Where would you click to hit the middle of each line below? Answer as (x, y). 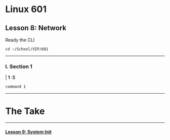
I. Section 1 (19, 66)
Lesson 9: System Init (29, 131)
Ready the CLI (20, 40)
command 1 (16, 87)
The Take (25, 111)
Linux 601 (26, 9)
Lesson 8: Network (36, 28)
